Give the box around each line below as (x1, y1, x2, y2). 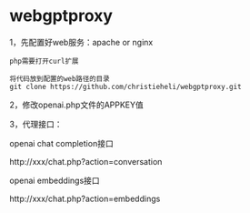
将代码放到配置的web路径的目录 (9, 74, 111, 83)
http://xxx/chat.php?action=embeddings (9, 193, 161, 204)
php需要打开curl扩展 (9, 56, 79, 66)
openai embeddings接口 (9, 175, 100, 186)
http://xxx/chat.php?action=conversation (9, 156, 163, 167)
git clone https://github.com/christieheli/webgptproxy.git (9, 82, 243, 91)
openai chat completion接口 (9, 137, 114, 148)
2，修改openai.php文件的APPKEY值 (9, 99, 144, 110)
